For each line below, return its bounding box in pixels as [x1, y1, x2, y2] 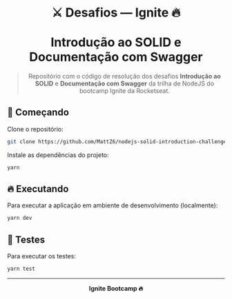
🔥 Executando [7, 183, 69, 194]
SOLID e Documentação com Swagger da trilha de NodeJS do [35, 79, 215, 87]
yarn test [7, 265, 36, 272]
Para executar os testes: [7, 252, 76, 260]
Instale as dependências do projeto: [7, 150, 109, 159]
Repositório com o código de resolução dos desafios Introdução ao [28, 72, 221, 80]
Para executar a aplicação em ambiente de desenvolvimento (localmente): [7, 201, 218, 209]
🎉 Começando [7, 107, 69, 118]
